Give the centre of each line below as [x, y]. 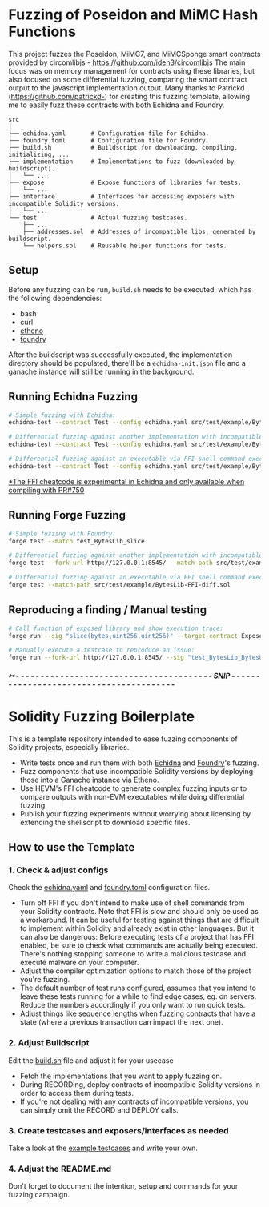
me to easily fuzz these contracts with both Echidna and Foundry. [116, 105]
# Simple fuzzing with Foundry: [62, 534]
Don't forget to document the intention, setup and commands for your [123, 1186]
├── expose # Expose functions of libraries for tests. [125, 182]
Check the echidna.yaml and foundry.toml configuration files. [109, 888]
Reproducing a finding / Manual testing [107, 610]
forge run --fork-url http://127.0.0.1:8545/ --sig [96, 658]
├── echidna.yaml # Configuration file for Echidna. [109, 134]
